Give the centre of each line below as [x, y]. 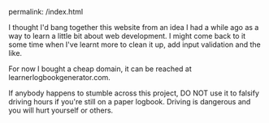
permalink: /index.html [46, 12]
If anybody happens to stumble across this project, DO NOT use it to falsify [134, 93]
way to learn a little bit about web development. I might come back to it [127, 36]
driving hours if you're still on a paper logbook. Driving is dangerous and [130, 102]
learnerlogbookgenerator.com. [60, 77]
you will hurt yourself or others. [61, 110]
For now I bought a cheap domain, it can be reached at [100, 69]
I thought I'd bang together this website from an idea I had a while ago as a [134, 27]
